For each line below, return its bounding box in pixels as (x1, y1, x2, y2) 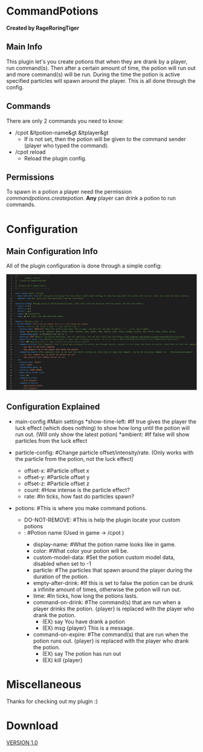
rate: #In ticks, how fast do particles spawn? (24, 492, 135, 500)
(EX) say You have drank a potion (42, 618, 125, 625)
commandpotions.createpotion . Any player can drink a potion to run (6, 195, 176, 202)
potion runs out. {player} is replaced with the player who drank (33, 637, 189, 644)
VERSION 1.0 (6, 739, 38, 746)
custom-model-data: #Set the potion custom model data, (33, 554, 175, 561)
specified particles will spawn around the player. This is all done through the (6, 77, 196, 84)
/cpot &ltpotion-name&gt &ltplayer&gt (14, 129, 109, 136)
